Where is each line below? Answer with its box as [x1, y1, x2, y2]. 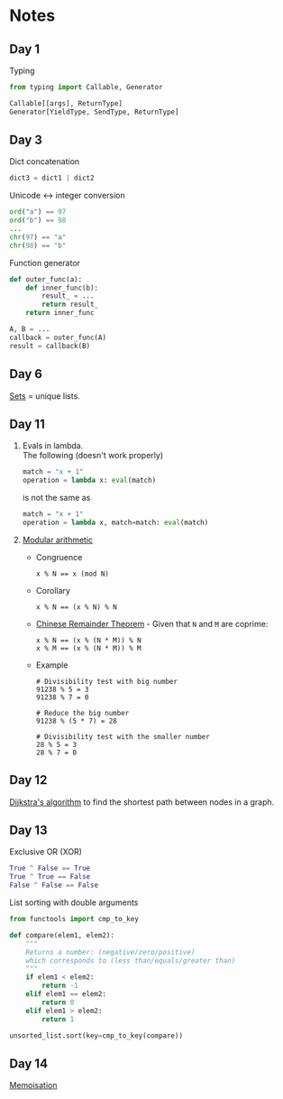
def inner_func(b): [25, 283, 99, 292]
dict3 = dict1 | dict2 [9, 173, 95, 183]
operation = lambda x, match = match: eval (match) [22, 518, 209, 527]
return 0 [41, 998, 75, 1007]
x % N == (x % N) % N [35, 602, 117, 612]
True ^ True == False [9, 873, 91, 882]
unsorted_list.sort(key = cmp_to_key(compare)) [9, 1030, 183, 1040]
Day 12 [9, 772, 48, 788]
